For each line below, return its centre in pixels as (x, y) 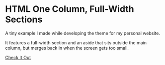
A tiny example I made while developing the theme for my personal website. (83, 33)
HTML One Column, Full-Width (70, 9)
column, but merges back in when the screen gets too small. (67, 48)
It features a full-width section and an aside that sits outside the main (76, 42)
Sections (24, 19)
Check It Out (18, 57)
